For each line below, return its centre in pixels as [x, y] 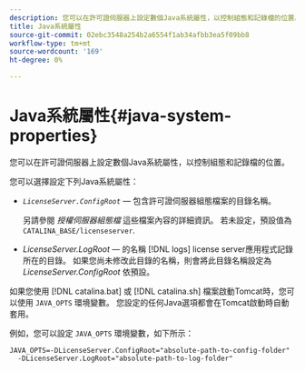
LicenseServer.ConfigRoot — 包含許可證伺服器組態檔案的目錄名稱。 [149, 200]
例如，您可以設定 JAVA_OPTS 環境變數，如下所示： [102, 333]
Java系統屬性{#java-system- [120, 116]
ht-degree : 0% [36, 60]
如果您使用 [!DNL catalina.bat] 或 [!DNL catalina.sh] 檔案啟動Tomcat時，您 [148, 291]
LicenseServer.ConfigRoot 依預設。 [89, 271]
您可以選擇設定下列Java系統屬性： [74, 181]
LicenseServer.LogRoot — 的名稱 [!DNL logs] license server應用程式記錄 [157, 249]
